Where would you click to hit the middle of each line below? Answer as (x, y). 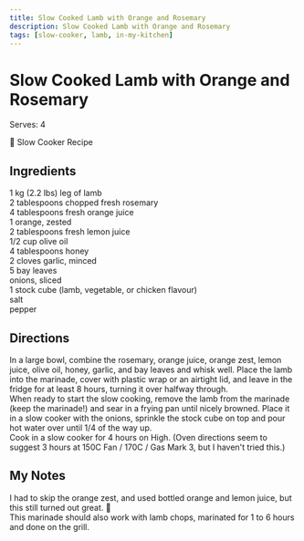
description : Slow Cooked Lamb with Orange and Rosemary (120, 26)
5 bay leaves (33, 271)
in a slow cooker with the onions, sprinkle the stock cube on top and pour (147, 418)
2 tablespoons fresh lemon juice (70, 232)
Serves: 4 (27, 125)
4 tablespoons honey (49, 251)
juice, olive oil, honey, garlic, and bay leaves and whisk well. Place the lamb (151, 369)
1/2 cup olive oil (39, 242)
